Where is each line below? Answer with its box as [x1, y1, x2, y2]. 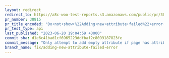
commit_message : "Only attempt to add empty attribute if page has [5, 40, 150, 45]
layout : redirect [5, 7, 41, 13]
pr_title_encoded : [5, 21, 43, 27]
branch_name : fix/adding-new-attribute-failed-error [5, 45, 118, 50]
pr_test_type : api [5, 26, 43, 31]
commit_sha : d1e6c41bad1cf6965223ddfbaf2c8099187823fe [5, 36, 123, 41]
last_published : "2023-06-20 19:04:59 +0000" [5, 31, 102, 36]
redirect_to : [5, 12, 32, 17]
